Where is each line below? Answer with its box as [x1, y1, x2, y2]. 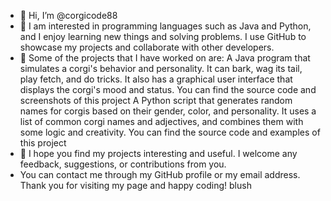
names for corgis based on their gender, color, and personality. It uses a [19, 105, 317, 117]
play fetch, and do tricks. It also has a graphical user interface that [19, 73, 293, 85]
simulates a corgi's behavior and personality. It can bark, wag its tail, [19, 63, 303, 74]
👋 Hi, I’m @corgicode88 [19, 10, 118, 21]
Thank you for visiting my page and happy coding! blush [19, 180, 252, 191]
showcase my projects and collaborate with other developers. [19, 41, 275, 53]
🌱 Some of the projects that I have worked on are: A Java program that [19, 52, 311, 64]
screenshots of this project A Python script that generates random [19, 95, 293, 106]
